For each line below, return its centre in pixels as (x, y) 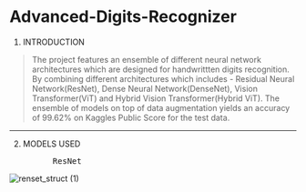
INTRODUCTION (53, 42)
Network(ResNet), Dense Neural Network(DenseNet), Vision (144, 88)
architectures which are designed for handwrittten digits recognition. (160, 69)
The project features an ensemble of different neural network (147, 59)
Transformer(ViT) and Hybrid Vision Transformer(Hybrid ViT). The (156, 98)
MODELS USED (51, 144)
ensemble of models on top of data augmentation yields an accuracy (161, 107)
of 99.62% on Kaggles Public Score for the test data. (131, 117)
